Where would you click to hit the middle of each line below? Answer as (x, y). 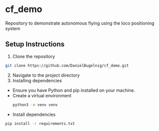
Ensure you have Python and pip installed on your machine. (74, 90)
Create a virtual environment (42, 95)
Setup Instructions (35, 44)
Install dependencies (34, 114)
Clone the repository (34, 56)
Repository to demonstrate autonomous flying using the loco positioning (80, 23)
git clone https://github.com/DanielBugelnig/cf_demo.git (67, 65)
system (13, 28)
